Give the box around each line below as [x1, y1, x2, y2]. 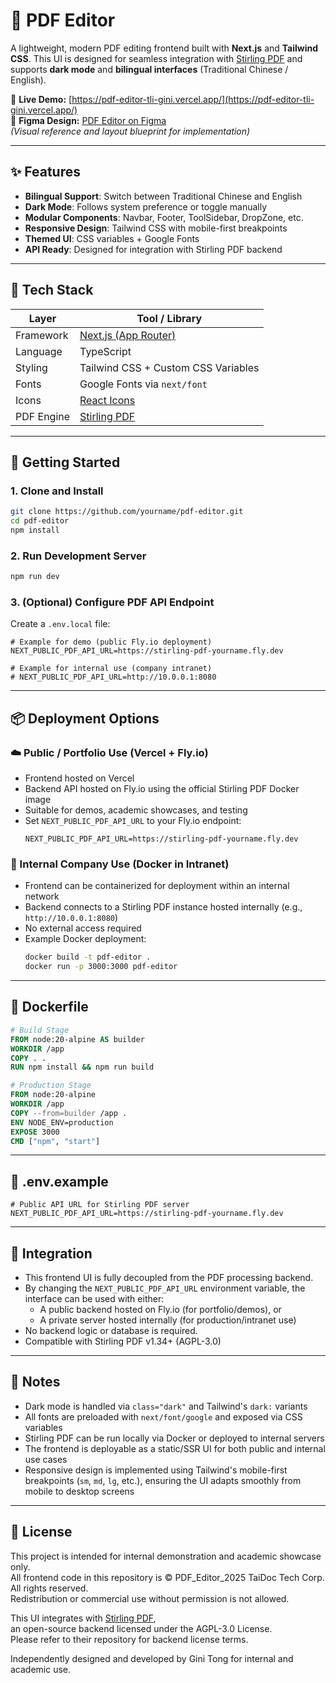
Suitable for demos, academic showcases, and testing [24, 804, 248, 816]
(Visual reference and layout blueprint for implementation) [10, 125, 251, 137]
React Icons [79, 393, 136, 407]
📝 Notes [10, 1374, 61, 1391]
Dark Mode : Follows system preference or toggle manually [24, 200, 268, 213]
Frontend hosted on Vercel [24, 772, 135, 784]
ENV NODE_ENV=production [10, 1117, 114, 1128]
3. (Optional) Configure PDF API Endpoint [10, 595, 215, 609]
